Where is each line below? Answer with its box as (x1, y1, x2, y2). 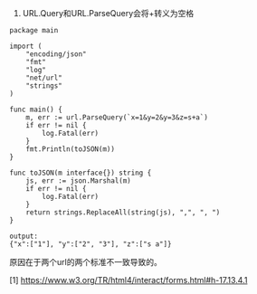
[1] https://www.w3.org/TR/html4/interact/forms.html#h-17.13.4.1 (9, 275, 248, 285)
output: (9, 232, 39, 241)
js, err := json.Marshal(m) (25, 176, 131, 185)
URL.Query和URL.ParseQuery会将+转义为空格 (22, 8, 195, 18)
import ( (9, 42, 43, 51)
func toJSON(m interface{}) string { (9, 168, 152, 177)
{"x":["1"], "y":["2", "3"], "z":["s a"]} (9, 240, 172, 249)
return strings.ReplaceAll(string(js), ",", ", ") (25, 208, 221, 217)
